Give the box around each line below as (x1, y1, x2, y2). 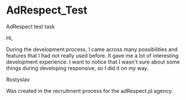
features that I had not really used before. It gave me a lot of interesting (6, 52, 179, 59)
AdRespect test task (6, 23, 55, 30)
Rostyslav (6, 76, 30, 83)
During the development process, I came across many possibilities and (6, 45, 178, 53)
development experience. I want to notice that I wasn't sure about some (6, 58, 180, 65)
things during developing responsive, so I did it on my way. (6, 64, 149, 71)
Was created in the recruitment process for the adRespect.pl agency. (6, 87, 174, 94)
